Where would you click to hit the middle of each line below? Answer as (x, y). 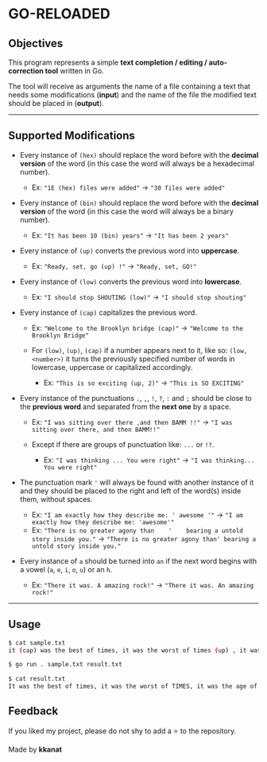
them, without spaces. (56, 499)
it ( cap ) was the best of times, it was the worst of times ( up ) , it (128, 650)
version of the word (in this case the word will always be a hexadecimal (137, 163)
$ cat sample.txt (37, 642)
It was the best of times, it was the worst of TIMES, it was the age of (133, 686)
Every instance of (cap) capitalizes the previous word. (108, 312)
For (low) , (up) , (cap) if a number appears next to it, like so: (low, (139, 350)
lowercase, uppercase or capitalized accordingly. (112, 367)
